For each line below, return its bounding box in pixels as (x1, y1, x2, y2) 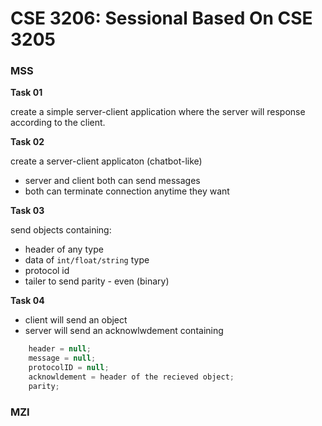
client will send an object (24, 314, 128, 326)
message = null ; (28, 353, 97, 364)
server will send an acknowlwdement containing (24, 325, 224, 337)
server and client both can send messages (24, 175, 201, 187)
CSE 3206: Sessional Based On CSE (10, 7, 313, 30)
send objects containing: (10, 224, 112, 236)
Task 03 (10, 205, 45, 217)
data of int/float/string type (24, 254, 150, 266)
